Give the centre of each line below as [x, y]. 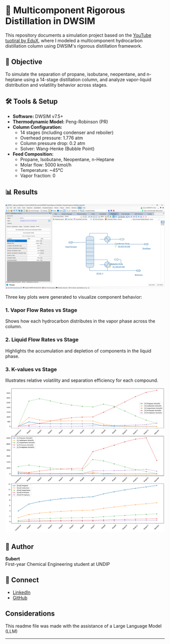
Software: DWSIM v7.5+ [38, 116]
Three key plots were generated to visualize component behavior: [74, 297]
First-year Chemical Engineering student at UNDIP [58, 564]
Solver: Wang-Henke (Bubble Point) [57, 149]
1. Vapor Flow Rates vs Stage [41, 310]
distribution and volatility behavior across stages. [56, 85]
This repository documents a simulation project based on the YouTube [78, 35]
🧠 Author [19, 546]
